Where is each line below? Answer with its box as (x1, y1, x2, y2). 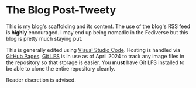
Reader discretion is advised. (6, 76, 76, 83)
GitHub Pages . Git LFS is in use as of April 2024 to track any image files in (6, 52, 184, 59)
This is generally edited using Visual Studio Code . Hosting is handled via (6, 46, 181, 53)
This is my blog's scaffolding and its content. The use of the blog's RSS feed (6, 23, 191, 30)
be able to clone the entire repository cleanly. (6, 65, 115, 72)
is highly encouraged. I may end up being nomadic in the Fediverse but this (6, 29, 188, 36)
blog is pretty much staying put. (6, 35, 83, 42)
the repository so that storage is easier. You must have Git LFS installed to (6, 59, 185, 66)
